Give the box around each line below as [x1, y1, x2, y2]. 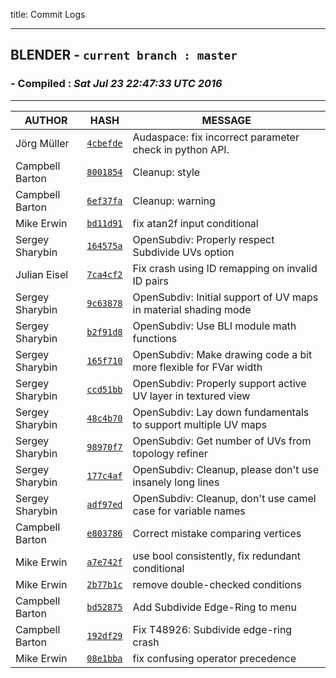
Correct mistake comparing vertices [132, 526, 302, 540]
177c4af [86, 470, 123, 481]
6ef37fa [86, 195, 123, 206]
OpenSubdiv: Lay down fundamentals [132, 405, 310, 419]
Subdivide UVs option [132, 245, 235, 259]
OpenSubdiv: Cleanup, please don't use [132, 462, 320, 476]
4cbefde [86, 137, 123, 149]
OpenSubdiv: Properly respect [132, 232, 275, 246]
